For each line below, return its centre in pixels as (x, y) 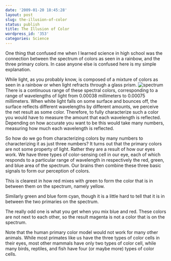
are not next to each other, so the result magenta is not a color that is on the (85, 217)
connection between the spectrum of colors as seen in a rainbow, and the (83, 58)
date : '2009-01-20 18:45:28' (36, 10)
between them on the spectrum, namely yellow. (55, 186)
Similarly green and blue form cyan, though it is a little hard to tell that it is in (85, 196)
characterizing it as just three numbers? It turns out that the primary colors (84, 143)
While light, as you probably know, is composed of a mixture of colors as (82, 79)
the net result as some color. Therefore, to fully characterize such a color (82, 112)
